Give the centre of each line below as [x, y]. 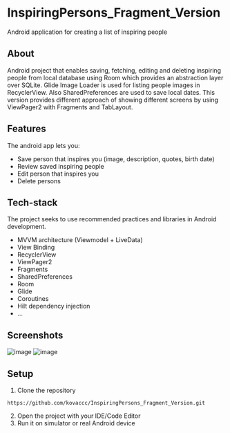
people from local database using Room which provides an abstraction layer [115, 77]
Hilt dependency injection [54, 306]
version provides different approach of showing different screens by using [113, 100]
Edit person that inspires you [58, 174]
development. [27, 227]
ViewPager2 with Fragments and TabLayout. [70, 107]
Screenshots [35, 335]
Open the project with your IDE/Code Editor [79, 416]
